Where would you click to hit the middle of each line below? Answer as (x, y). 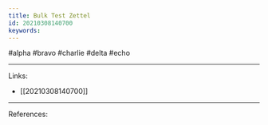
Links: (18, 76)
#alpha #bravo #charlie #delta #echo (69, 53)
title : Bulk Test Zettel (49, 16)
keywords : (25, 30)
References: (28, 114)
